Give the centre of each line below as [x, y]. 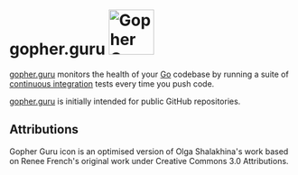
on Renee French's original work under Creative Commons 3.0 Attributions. [149, 161]
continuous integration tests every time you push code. [112, 83]
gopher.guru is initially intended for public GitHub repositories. [125, 101]
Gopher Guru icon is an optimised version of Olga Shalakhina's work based [149, 151]
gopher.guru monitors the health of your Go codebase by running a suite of [149, 74]
